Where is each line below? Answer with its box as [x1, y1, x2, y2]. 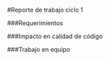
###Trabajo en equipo [7, 46, 71, 53]
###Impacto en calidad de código [7, 32, 103, 40]
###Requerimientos [7, 19, 63, 27]
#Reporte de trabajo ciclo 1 [7, 6, 84, 14]
